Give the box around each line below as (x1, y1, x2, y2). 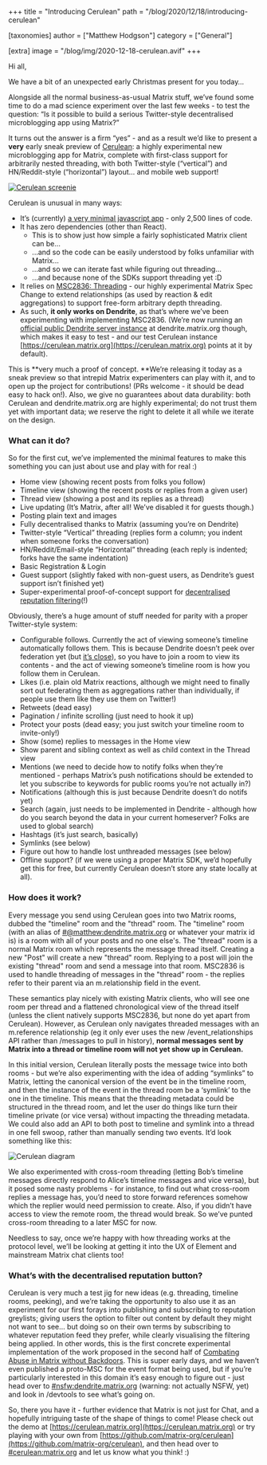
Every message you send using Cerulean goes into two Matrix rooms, (8, 910, 237, 920)
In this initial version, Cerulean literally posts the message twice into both (8, 1059, 248, 1069)
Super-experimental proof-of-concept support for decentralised (19, 587, 231, 597)
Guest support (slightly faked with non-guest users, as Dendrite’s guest (19, 570, 255, 580)
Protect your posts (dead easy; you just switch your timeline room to (19, 720, 245, 729)
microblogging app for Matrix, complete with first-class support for (8, 151, 229, 159)
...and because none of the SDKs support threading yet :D (31, 273, 222, 282)
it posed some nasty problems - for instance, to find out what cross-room (8, 1184, 249, 1193)
